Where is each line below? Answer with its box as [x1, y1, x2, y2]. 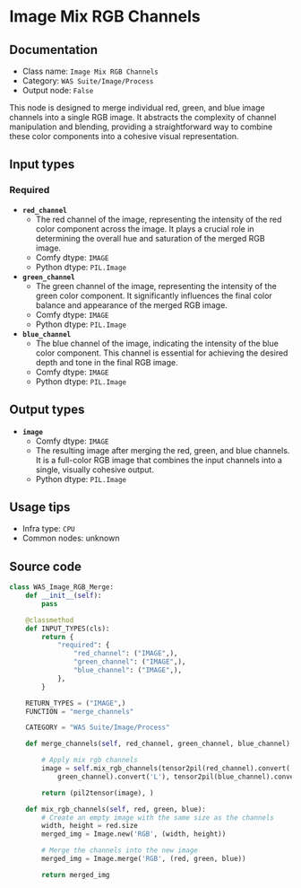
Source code [9, 558, 82, 574]
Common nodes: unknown [21, 532, 120, 544]
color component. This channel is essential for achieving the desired [35, 347, 288, 358]
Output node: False [21, 85, 94, 95]
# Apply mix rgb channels [41, 756, 139, 765]
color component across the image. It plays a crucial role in [35, 223, 254, 234]
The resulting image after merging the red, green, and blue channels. [35, 444, 290, 455]
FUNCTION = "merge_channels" [25, 707, 134, 716]
